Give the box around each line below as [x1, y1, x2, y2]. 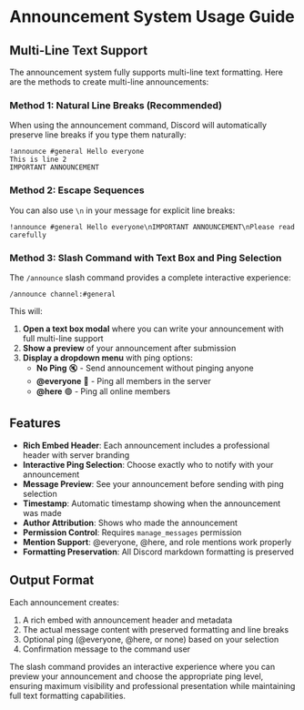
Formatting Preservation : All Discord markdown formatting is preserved [22, 546, 294, 557]
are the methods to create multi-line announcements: [9, 76, 209, 87]
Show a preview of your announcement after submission [22, 342, 237, 353]
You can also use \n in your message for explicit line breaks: [9, 205, 236, 216]
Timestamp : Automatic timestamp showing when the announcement [22, 498, 280, 509]
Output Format [9, 573, 95, 588]
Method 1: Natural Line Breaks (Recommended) [9, 98, 223, 111]
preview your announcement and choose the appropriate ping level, [9, 671, 264, 682]
